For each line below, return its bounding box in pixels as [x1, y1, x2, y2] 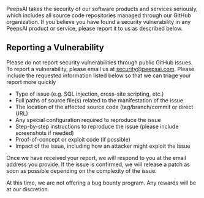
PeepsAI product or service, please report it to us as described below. [6, 25, 183, 32]
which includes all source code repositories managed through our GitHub [6, 12, 192, 19]
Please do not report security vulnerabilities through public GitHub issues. [6, 58, 193, 66]
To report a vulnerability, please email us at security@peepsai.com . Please [6, 65, 195, 72]
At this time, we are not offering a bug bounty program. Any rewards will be [6, 179, 197, 186]
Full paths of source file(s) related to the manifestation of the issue [15, 96, 184, 104]
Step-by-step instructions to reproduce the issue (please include [15, 123, 179, 130]
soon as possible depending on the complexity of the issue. [6, 167, 157, 174]
